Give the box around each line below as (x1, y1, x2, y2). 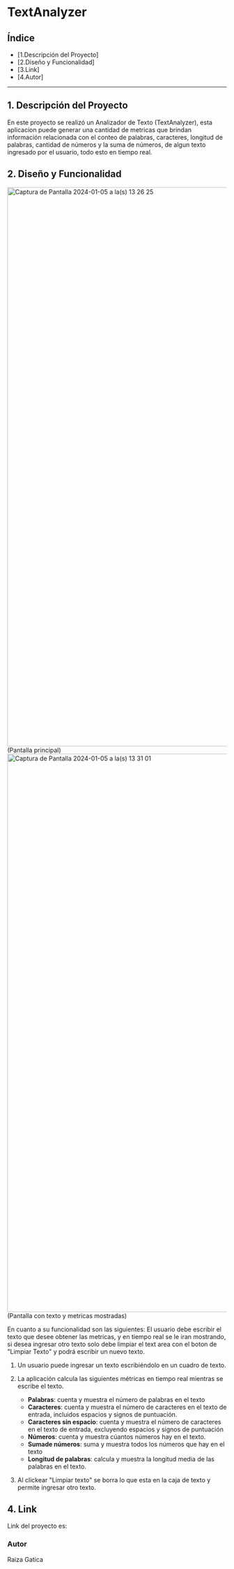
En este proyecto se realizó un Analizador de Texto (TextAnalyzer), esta (7, 118, 212, 126)
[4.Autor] (17, 73, 44, 81)
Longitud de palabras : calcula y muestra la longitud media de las (27, 1454, 214, 1463)
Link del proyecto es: (7, 1521, 68, 1531)
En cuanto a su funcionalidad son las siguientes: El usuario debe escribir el (7, 1325, 221, 1333)
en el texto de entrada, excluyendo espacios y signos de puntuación (27, 1425, 224, 1433)
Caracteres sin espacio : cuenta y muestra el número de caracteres (27, 1417, 221, 1426)
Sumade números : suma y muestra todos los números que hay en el (27, 1440, 225, 1448)
